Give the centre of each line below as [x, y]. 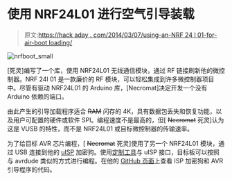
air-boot [36, 42]
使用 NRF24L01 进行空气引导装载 [101, 14]
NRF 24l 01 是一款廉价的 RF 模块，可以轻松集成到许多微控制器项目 [120, 79]
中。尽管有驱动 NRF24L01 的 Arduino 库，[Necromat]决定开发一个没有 [107, 88]
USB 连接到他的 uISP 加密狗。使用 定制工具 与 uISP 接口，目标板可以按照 [117, 152]
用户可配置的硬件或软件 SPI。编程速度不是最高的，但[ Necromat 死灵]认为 [118, 120]
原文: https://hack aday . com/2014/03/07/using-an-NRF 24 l [110, 35]
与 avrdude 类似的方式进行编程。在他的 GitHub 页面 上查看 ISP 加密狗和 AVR [115, 161]
